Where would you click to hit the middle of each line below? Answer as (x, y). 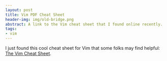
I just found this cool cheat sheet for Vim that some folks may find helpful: (83, 48)
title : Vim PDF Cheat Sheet (35, 15)
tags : (11, 29)
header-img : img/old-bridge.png (39, 19)
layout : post (19, 10)
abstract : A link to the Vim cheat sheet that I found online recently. (84, 24)
